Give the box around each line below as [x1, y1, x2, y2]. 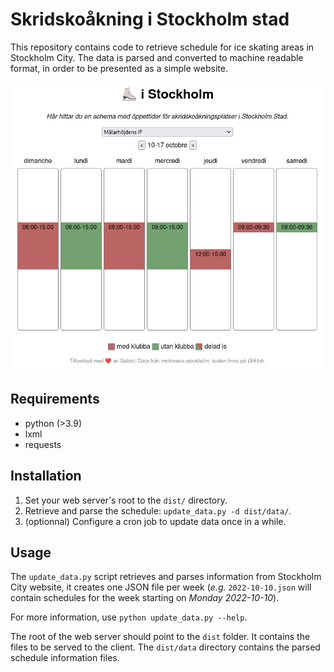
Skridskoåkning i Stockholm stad [10, 8, 290, 31]
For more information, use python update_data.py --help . [10, 611, 248, 623]
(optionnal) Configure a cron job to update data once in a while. [24, 515, 287, 527]
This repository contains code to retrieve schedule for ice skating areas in [10, 41, 315, 53]
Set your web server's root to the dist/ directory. [24, 494, 228, 506]
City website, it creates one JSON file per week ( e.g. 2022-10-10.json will [10, 581, 312, 593]
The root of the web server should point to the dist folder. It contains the [10, 631, 311, 643]
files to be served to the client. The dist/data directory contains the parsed [10, 641, 321, 653]
